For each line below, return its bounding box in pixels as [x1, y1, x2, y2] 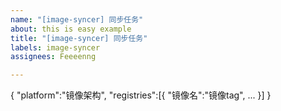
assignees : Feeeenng [10, 52, 97, 62]
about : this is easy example [10, 24, 132, 34]
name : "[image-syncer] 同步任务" [10, 14, 144, 25]
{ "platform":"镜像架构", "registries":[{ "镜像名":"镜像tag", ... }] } [10, 89, 272, 101]
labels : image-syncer [10, 42, 101, 53]
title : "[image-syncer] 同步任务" [10, 33, 148, 43]
